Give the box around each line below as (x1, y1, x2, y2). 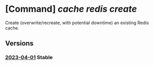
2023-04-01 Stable (5, 54, 53, 61)
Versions (5, 39, 34, 48)
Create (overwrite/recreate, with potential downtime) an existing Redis (5, 20, 149, 26)
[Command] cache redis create (5, 3, 137, 15)
